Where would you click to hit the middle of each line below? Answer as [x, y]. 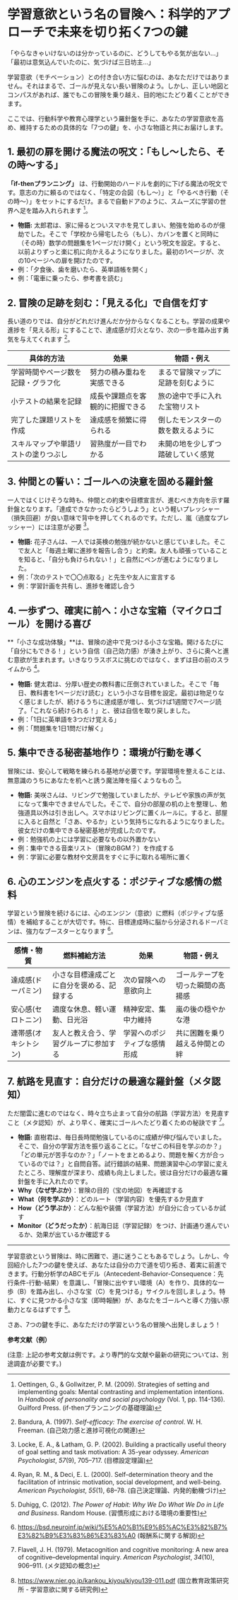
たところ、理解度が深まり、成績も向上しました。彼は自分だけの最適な [120, 1173]
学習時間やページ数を [46, 372]
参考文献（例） [29, 1339]
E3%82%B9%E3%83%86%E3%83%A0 [77, 1535]
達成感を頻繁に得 [118, 419]
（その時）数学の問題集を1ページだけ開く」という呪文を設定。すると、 [121, 243]
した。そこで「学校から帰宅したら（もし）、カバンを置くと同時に [125, 234]
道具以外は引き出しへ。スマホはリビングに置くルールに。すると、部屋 [126, 813]
